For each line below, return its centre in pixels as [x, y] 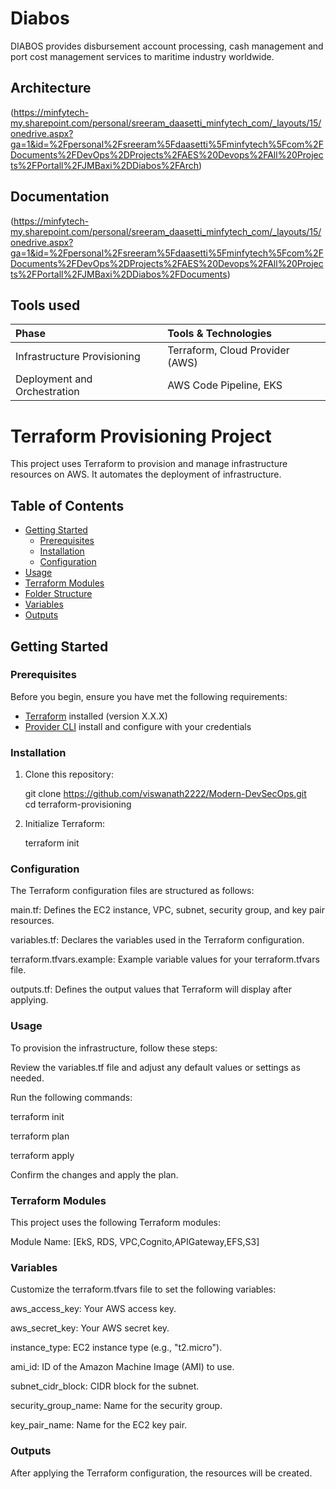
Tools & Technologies [220, 334]
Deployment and [54, 379]
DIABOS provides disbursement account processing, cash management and [167, 46]
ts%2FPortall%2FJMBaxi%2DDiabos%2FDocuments [119, 274]
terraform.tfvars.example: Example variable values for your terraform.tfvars [165, 959]
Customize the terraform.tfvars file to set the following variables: [143, 1289]
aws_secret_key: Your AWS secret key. [90, 1328]
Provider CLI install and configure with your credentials [138, 726]
